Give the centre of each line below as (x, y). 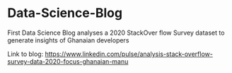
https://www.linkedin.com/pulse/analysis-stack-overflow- (129, 54)
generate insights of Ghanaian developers (68, 40)
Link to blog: (25, 54)
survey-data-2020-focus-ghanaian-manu (68, 61)
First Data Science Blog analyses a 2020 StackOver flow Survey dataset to (116, 33)
